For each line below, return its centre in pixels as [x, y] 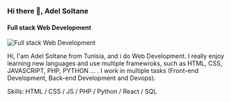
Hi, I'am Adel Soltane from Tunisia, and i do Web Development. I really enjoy [116, 56]
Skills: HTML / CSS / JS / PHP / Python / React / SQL [82, 92]
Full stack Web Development [49, 28]
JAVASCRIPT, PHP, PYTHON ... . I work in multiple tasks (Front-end [103, 71]
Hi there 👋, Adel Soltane [48, 11]
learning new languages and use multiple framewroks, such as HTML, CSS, [115, 63]
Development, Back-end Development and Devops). [82, 78]
